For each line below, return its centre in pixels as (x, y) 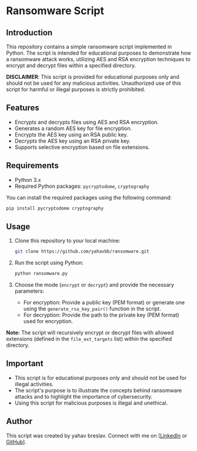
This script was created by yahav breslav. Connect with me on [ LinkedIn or (97, 435)
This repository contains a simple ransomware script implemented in (89, 47)
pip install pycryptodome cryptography (55, 208)
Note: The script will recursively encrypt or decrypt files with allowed (90, 333)
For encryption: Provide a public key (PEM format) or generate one (104, 303)
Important (25, 364)
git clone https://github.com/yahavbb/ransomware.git (82, 251)
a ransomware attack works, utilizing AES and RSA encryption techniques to (98, 59)
